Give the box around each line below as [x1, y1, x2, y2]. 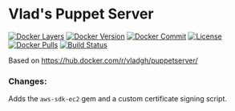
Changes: [8, 76, 47, 87]
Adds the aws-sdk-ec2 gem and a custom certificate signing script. [8, 94, 227, 104]
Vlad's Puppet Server [8, 5, 154, 23]
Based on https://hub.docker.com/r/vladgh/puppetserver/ [8, 55, 198, 65]
